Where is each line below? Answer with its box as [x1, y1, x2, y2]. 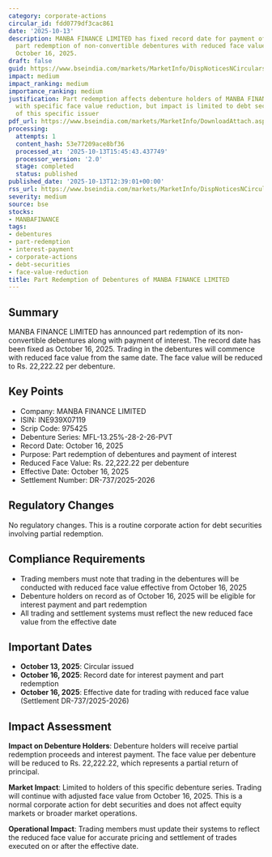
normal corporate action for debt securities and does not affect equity [8, 799, 242, 810]
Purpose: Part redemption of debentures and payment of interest [19, 449, 237, 458]
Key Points [8, 385, 64, 399]
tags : [8, 223, 27, 231]
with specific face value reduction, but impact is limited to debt [15, 102, 252, 110]
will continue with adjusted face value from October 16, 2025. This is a [8, 791, 243, 801]
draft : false [8, 58, 53, 66]
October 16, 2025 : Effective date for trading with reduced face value [19, 688, 249, 697]
